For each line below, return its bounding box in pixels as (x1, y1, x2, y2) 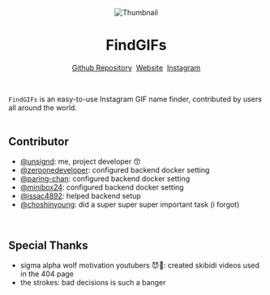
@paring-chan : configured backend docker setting (19, 173, 191, 183)
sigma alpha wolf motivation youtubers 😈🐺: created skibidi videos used (19, 260, 260, 270)
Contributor (8, 135, 69, 149)
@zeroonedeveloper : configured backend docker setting (19, 165, 210, 174)
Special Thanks (8, 239, 88, 253)
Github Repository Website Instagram (71, 62, 201, 72)
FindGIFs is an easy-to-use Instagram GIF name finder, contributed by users (8, 94, 262, 104)
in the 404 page (19, 268, 75, 279)
